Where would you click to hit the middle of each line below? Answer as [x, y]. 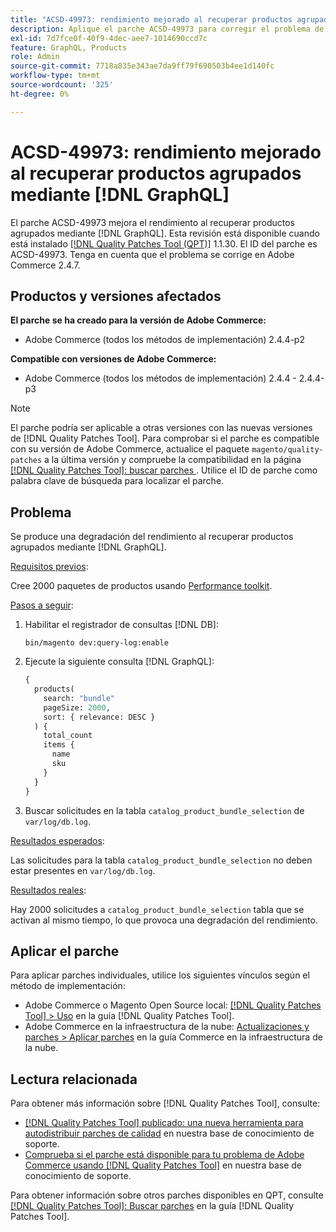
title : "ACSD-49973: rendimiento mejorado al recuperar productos [151, 19]
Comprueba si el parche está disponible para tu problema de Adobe [164, 1155]
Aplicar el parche [65, 951]
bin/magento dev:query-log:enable [96, 643]
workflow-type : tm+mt [55, 76]
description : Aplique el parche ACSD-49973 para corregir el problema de [167, 29]
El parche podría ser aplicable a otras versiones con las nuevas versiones [161, 428]
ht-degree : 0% [40, 94]
